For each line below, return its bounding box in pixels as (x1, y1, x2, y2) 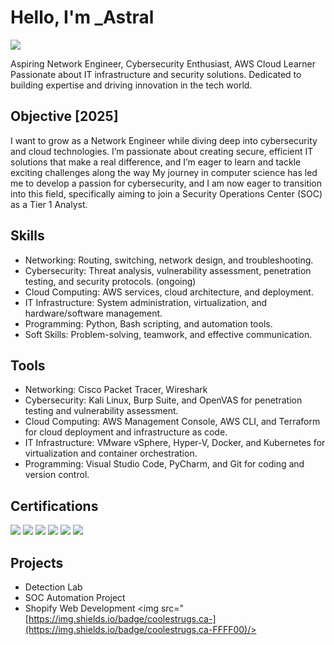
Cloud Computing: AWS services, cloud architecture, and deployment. (24, 286, 314, 298)
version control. (24, 469, 90, 481)
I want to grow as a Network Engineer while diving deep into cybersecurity (10, 134, 318, 146)
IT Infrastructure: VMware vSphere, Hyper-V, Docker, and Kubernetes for (24, 437, 326, 449)
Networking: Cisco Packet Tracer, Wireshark (24, 384, 208, 396)
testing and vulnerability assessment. (24, 405, 179, 417)
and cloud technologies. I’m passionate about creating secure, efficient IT (10, 145, 314, 157)
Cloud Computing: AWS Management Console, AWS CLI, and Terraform (24, 416, 321, 428)
